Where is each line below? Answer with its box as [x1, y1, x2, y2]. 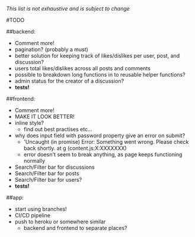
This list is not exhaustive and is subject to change [6, 5, 130, 12]
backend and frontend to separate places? [23, 225, 127, 231]
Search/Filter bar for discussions [14, 163, 95, 170]
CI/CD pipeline [14, 212, 51, 219]
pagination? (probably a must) [14, 46, 89, 53]
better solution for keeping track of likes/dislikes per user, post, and [14, 52, 180, 59]
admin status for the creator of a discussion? [14, 77, 124, 84]
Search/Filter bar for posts [14, 170, 79, 177]
